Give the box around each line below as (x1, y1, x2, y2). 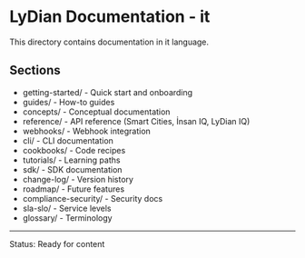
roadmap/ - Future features (22, 184, 125, 194)
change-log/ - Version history (22, 174, 134, 184)
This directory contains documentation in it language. (9, 36, 210, 47)
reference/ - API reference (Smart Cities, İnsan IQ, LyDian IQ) (22, 115, 251, 126)
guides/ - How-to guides (22, 96, 115, 107)
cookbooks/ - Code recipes (22, 144, 126, 155)
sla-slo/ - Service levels (22, 203, 112, 213)
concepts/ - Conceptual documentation (22, 106, 171, 117)
